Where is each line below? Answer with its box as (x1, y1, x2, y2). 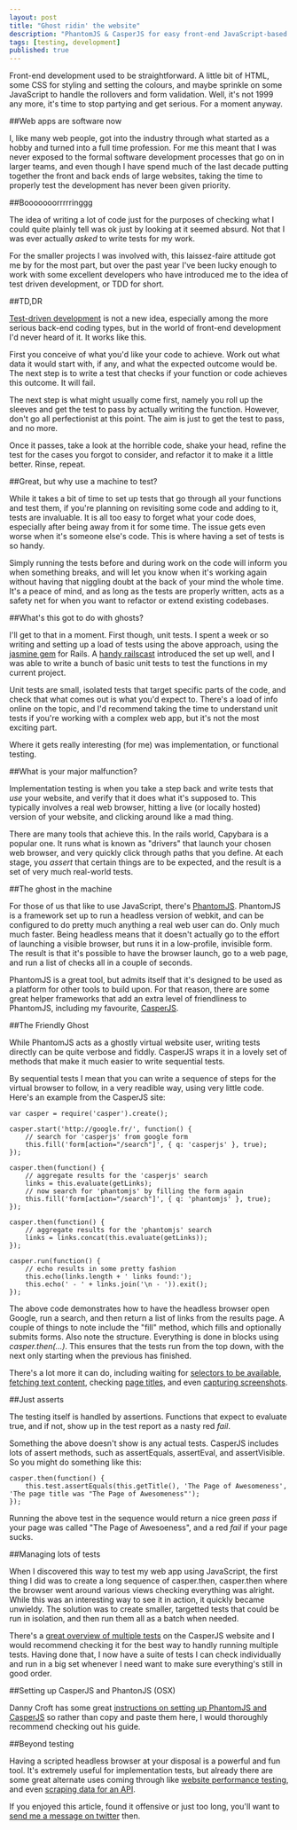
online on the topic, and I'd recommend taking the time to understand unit (9, 703, 278, 714)
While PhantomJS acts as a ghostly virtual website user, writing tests (9, 1037, 261, 1048)
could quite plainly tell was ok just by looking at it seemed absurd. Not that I (9, 224, 285, 235)
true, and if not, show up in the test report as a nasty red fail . (9, 1421, 231, 1432)
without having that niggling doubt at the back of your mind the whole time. (9, 577, 284, 587)
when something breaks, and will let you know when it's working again (9, 567, 268, 577)
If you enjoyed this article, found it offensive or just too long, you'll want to (9, 1802, 280, 1812)
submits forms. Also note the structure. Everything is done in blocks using (9, 1331, 279, 1342)
